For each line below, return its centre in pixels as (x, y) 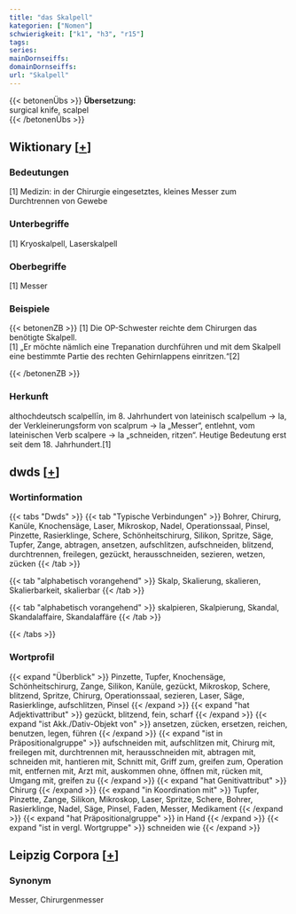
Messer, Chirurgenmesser (57, 900)
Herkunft (29, 397)
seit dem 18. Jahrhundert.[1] (60, 444)
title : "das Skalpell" (51, 17)
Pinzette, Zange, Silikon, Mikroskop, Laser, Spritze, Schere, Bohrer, (131, 799)
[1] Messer (28, 286)
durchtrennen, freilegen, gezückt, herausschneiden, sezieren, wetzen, (137, 555)
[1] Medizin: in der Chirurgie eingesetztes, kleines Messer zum (123, 192)
